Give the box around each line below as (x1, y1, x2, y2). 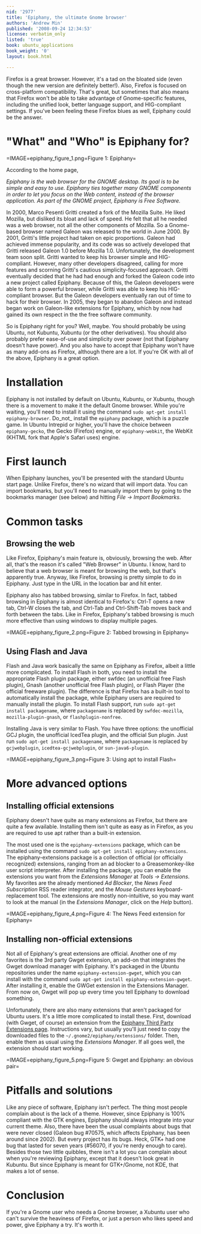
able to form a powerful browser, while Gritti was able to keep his (6, 285, 167, 292)
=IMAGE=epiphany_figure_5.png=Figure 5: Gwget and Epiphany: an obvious (6, 1056, 194, 1064)
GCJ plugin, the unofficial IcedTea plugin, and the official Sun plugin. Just (6, 732, 188, 739)
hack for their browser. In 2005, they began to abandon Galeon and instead (6, 298, 192, 305)
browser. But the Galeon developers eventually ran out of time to (32, 292, 192, 299)
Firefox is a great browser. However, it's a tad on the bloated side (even (6, 75, 182, 82)
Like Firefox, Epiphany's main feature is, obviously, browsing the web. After (6, 554, 192, 562)
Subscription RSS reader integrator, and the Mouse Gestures (6, 886, 156, 893)
